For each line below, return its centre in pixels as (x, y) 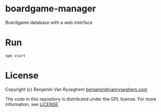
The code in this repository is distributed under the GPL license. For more (81, 99)
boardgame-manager (51, 9)
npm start (15, 56)
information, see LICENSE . (32, 104)
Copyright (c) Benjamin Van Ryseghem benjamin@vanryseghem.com (76, 89)
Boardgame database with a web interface (49, 22)
